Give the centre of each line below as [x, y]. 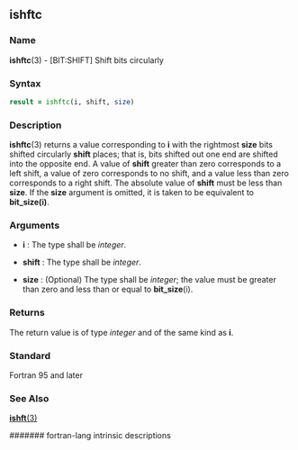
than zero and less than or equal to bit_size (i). [108, 289]
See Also [29, 398]
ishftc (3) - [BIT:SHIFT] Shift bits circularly [87, 60]
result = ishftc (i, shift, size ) [72, 102]
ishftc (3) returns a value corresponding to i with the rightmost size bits [141, 145]
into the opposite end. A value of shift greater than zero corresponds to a [145, 164]
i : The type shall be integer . [74, 245]
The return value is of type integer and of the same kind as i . [122, 332]
